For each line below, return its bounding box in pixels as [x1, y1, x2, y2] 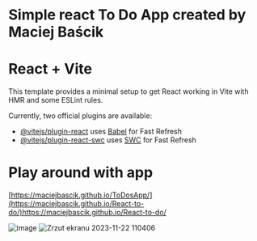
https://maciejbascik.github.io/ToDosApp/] [11, 190, 153, 200]
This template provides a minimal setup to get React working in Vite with [8, 87, 249, 96]
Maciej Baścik [8, 23, 104, 41]
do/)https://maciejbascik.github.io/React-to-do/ [8, 208, 167, 218]
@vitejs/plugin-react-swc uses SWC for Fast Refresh [19, 135, 196, 145]
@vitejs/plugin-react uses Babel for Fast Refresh [19, 127, 183, 137]
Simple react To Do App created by [8, 6, 246, 24]
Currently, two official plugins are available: [8, 111, 153, 120]
